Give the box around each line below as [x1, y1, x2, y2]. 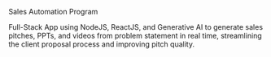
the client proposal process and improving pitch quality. [8, 39, 195, 49]
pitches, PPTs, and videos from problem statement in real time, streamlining [8, 31, 262, 40]
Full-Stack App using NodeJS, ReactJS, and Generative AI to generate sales [8, 22, 263, 31]
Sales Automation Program [8, 7, 98, 16]
